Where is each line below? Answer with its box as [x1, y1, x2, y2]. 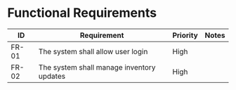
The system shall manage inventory [38, 62, 156, 72]
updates [38, 71, 65, 81]
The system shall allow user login [38, 46, 148, 56]
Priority [171, 30, 198, 40]
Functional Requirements [7, 5, 157, 21]
